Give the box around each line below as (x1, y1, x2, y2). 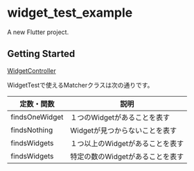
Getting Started (7, 48, 76, 60)
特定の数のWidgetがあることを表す (70, 152, 184, 161)
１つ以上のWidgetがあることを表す (70, 138, 184, 148)
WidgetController (7, 66, 57, 74)
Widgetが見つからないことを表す (70, 125, 177, 135)
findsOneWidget (10, 112, 64, 122)
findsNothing (10, 125, 53, 135)
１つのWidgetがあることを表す (70, 113, 170, 122)
